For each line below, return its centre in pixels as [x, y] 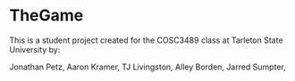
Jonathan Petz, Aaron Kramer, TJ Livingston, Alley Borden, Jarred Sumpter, [147, 67]
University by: [35, 49]
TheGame [46, 16]
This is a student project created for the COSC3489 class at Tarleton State [146, 40]
